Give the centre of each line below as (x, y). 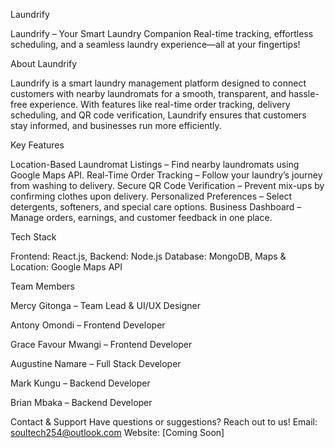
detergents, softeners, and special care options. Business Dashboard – (156, 207)
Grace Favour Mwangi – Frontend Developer (101, 344)
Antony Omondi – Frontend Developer (88, 325)
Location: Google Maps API (66, 267)
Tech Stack (33, 237)
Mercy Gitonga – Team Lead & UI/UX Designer (105, 305)
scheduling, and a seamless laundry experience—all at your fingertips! (155, 44)
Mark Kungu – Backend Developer (80, 383)
